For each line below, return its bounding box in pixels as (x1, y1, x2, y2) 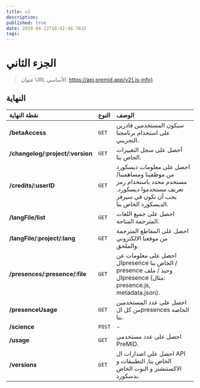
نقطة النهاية (9, 111, 39, 119)
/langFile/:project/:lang (9, 234, 76, 242)
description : (6, 14, 39, 20)
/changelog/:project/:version (9, 149, 93, 158)
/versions (9, 361, 37, 369)
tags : (6, 31, 20, 37)
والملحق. (116, 242, 139, 250)
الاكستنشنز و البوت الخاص (116, 364, 182, 373)
